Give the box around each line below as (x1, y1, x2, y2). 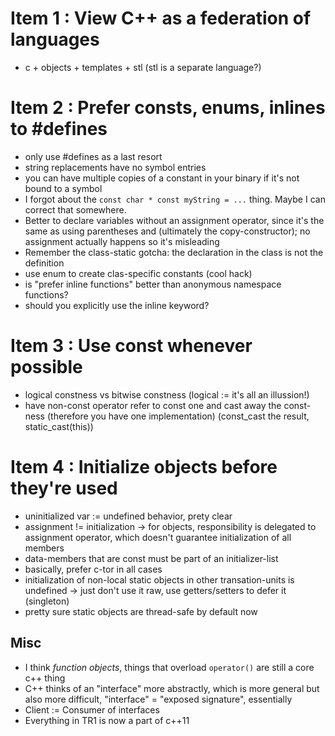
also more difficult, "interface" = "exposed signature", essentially (24, 693, 293, 705)
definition (24, 257, 65, 269)
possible (10, 356, 83, 379)
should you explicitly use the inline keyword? (24, 299, 210, 311)
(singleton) (24, 595, 70, 607)
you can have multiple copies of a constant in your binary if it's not (24, 172, 300, 184)
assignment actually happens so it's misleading (24, 235, 220, 247)
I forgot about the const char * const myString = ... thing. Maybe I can (24, 193, 326, 205)
